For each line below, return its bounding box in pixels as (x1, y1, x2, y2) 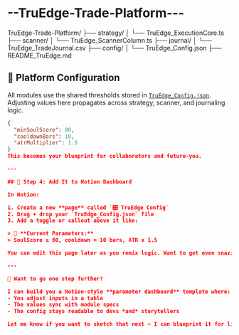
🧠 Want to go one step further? (7, 275, 103, 282)
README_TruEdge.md (7, 51, 73, 60)
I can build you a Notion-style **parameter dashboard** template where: (7, 288, 231, 295)
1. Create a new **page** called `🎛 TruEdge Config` (7, 204, 169, 211)
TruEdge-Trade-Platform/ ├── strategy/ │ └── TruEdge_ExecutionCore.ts (7, 28, 225, 37)
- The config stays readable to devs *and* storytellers (7, 308, 180, 315)
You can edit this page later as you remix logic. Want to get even (7, 250, 215, 257)
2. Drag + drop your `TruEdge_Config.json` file (7, 211, 154, 218)
